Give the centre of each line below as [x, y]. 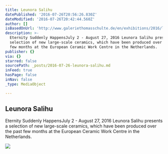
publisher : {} [20, 51]
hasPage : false [21, 75]
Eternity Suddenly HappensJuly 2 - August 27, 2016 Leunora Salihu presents [84, 121]
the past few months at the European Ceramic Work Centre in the [72, 131]
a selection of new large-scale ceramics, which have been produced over [81, 126]
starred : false [21, 61]
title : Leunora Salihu [29, 10]
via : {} [13, 56]
